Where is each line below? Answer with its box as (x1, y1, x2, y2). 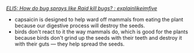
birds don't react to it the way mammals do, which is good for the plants (14, 28, 189, 35)
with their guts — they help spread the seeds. (14, 40, 125, 47)
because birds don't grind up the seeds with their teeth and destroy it (14, 35, 182, 41)
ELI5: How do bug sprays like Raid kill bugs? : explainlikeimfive (6, 5, 158, 12)
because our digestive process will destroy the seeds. (14, 22, 145, 29)
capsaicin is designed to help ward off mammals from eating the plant (14, 16, 183, 22)
